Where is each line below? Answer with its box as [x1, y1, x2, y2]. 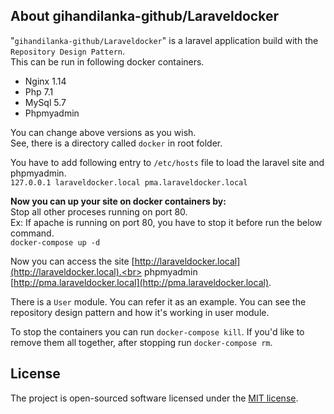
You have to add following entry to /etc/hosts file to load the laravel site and [10, 156, 325, 168]
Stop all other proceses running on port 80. [10, 205, 188, 218]
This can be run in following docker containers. [10, 55, 205, 68]
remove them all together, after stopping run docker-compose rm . [10, 336, 273, 348]
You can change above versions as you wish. [10, 126, 197, 138]
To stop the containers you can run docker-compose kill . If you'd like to [10, 325, 305, 338]
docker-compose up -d [10, 237, 101, 248]
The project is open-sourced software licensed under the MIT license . [10, 392, 299, 404]
